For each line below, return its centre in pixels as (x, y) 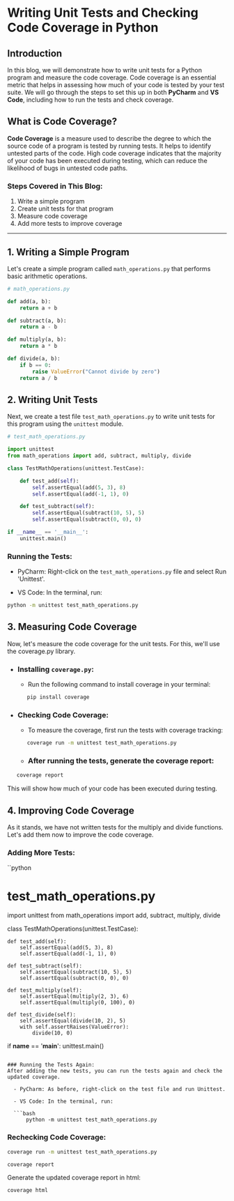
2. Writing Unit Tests (53, 400)
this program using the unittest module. (65, 424)
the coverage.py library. (41, 651)
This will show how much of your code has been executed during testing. (112, 788)
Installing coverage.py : (55, 669)
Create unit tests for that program (65, 209)
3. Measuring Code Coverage (72, 627)
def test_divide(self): (42, 1015)
